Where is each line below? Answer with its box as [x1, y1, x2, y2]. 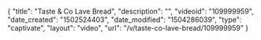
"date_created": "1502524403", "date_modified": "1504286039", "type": [7, 15, 242, 24]
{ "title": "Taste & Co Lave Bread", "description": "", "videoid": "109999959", [7, 7, 254, 16]
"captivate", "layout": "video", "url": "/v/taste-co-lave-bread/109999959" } [7, 24, 249, 32]
